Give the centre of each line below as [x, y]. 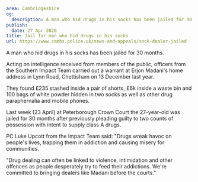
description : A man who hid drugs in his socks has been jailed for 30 [102, 19]
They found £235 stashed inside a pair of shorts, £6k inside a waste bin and [99, 88]
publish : [17, 25]
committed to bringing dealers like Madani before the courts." [81, 173]
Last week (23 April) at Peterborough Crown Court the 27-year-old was [93, 112]
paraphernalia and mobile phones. [48, 101]
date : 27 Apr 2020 [34, 30]
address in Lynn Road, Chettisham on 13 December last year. [80, 77]
